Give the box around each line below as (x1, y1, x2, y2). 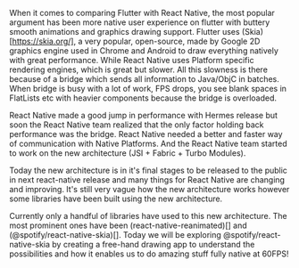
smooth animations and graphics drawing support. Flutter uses (9, 27, 240, 37)
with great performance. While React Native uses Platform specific (9, 55, 254, 65)
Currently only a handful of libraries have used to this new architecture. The (9, 211, 287, 221)
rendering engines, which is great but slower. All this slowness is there (9, 64, 268, 75)
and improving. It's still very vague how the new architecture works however (9, 184, 290, 194)
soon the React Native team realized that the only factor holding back (9, 119, 264, 130)
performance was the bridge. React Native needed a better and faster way (9, 129, 283, 139)
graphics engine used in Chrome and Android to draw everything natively (9, 45, 279, 56)
